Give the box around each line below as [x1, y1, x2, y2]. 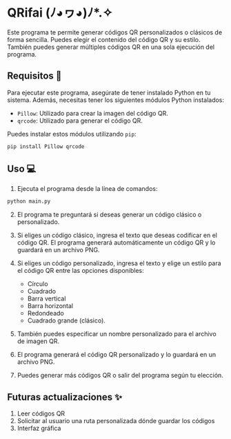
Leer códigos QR [17, 409, 66, 418]
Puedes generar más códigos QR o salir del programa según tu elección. [17, 371, 224, 380]
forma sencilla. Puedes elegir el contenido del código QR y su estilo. [7, 35, 201, 43]
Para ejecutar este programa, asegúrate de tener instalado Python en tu [7, 88, 211, 96]
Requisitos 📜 [7, 70, 62, 82]
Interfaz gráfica [17, 424, 61, 433]
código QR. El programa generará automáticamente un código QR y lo [17, 238, 216, 247]
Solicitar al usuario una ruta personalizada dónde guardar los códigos [17, 417, 215, 425]
